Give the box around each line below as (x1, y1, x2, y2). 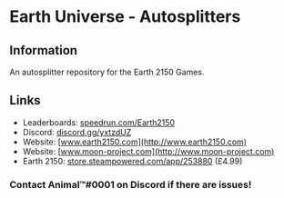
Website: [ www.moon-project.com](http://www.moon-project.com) (22, 145, 275, 156)
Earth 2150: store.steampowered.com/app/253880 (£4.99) (22, 155, 243, 166)
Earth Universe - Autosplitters (9, 6, 241, 27)
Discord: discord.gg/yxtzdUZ (22, 126, 132, 137)
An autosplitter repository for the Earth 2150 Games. (9, 66, 205, 77)
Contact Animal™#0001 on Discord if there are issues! (9, 178, 252, 191)
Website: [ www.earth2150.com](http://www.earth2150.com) (22, 136, 248, 147)
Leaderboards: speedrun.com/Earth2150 (22, 116, 176, 128)
